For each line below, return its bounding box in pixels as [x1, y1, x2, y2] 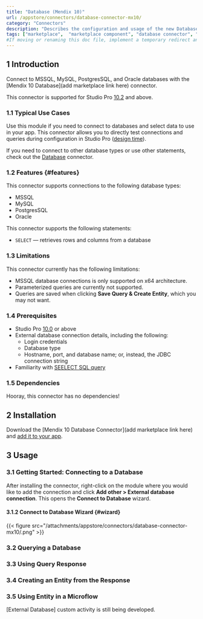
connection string [24, 357, 68, 365]
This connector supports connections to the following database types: [6, 182, 181, 189]
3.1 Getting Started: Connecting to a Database [6, 468, 143, 476]
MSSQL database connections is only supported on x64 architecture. [14, 277, 187, 284]
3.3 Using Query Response [6, 560, 86, 568]
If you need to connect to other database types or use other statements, [6, 147, 186, 154]
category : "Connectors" [6, 20, 66, 26]
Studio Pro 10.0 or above [14, 325, 77, 332]
